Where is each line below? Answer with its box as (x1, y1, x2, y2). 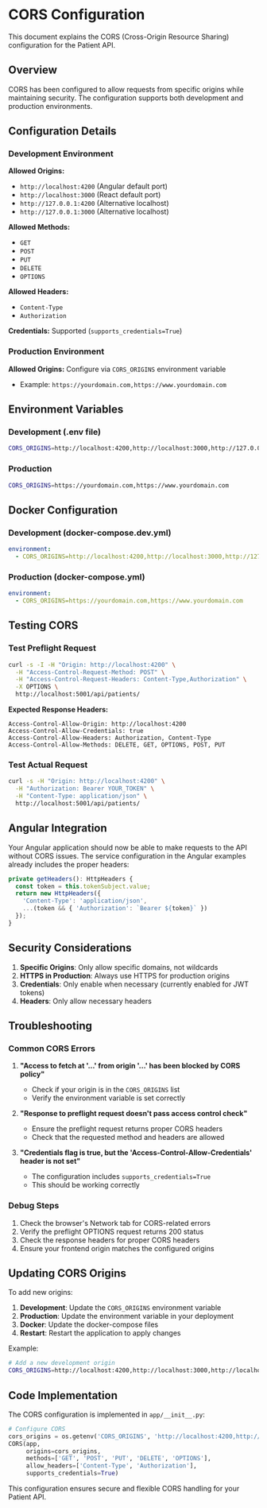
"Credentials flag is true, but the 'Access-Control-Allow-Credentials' (19, 1148, 253, 1157)
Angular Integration (8, 821, 107, 835)
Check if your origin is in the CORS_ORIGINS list (31, 1085, 180, 1095)
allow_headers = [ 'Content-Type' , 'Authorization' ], (25, 1462, 197, 1470)
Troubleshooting (8, 1019, 93, 1033)
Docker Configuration (8, 503, 118, 517)
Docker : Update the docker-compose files (19, 1320, 159, 1329)
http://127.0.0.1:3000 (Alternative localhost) (19, 207, 169, 216)
